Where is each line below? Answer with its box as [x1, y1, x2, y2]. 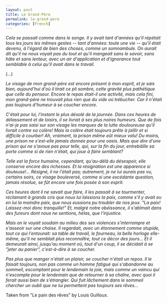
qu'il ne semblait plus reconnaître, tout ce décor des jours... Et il [20, 236, 152, 242]
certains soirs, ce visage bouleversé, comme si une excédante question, [5, 174, 155, 180]
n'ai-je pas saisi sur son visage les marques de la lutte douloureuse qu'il [5, 122, 155, 128]
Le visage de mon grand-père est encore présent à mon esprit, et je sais [5, 81, 155, 87]
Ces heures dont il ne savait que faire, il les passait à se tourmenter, [5, 189, 146, 195]
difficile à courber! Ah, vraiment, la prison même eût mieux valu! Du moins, [5, 133, 160, 139]
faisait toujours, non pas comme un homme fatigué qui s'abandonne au [5, 261, 154, 267]
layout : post [5, 7, 33, 12]
